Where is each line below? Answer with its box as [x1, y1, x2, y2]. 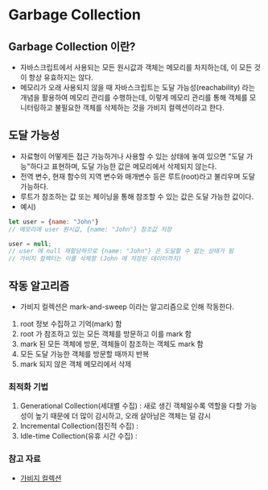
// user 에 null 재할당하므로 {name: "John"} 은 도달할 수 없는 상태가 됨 [8, 247, 234, 255]
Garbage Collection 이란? [8, 39, 136, 53]
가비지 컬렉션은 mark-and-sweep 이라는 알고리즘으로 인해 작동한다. [19, 302, 235, 311]
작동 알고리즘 [8, 279, 70, 293]
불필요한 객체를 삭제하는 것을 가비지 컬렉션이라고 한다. [55, 103, 225, 112]
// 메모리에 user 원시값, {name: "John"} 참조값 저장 [8, 225, 172, 233]
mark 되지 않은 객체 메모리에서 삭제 [19, 360, 132, 369]
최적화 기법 [8, 381, 49, 392]
